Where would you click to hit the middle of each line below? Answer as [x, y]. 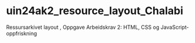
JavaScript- [175, 27]
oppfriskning [22, 33]
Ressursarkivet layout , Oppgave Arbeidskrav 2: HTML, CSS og [83, 27]
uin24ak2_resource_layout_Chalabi [95, 11]
